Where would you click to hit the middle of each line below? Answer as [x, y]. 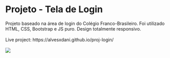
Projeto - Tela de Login [54, 9]
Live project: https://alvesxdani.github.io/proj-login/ [60, 40]
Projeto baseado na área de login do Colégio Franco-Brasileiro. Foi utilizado [85, 23]
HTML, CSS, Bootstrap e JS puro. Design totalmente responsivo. [73, 28]
